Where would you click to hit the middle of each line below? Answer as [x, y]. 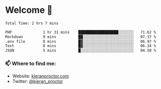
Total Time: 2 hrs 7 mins [32, 23]
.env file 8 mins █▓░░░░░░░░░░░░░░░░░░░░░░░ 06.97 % [80, 42]
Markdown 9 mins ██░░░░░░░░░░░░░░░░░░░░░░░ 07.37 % [80, 37]
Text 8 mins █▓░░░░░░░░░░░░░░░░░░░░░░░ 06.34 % [80, 46]
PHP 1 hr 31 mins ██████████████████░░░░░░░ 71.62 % [80, 32]
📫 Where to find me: [30, 64]
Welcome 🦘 [29, 10]
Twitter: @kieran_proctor [38, 82]
